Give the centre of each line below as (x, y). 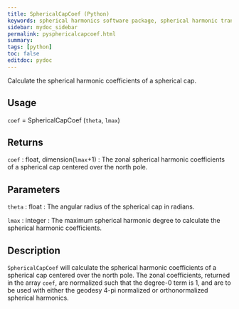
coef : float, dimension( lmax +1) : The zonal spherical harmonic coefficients (116, 159)
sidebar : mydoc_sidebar (43, 27)
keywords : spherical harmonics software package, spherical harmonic (113, 21)
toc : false (23, 54)
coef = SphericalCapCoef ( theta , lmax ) (64, 120)
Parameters (34, 189)
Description (34, 250)
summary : (20, 41)
